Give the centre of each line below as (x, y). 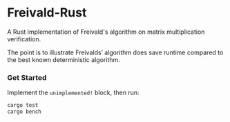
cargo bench (24, 112)
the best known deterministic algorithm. (64, 59)
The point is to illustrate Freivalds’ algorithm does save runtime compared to (115, 52)
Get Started (27, 77)
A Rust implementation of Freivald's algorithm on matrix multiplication (106, 32)
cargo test (23, 105)
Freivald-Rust (47, 13)
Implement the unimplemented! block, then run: (73, 93)
